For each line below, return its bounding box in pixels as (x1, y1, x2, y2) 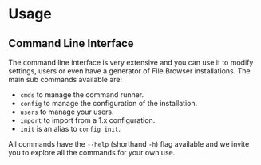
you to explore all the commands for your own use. (8, 148, 176, 157)
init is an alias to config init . (19, 124, 121, 133)
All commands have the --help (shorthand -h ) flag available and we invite (8, 139, 250, 148)
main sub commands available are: (8, 75, 122, 84)
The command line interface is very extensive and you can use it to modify (8, 57, 254, 67)
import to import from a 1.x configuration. (19, 116, 156, 124)
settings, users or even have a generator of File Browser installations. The (8, 66, 251, 76)
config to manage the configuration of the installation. (19, 99, 198, 108)
